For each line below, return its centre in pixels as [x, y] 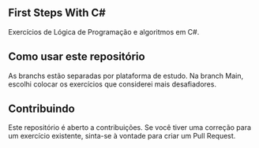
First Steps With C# [57, 13]
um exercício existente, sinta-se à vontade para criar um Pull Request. [122, 136]
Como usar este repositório [77, 57]
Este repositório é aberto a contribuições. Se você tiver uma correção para [129, 128]
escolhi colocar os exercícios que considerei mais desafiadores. [113, 84]
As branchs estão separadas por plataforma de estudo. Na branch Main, [126, 76]
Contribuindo [41, 109]
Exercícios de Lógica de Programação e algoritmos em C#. [104, 31]
